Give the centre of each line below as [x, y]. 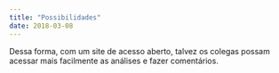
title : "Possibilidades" [55, 17]
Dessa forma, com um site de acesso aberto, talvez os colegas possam [140, 51]
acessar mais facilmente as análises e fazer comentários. [114, 61]
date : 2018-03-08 [41, 26]
